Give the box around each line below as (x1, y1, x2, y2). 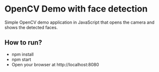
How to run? (4, 39, 42, 47)
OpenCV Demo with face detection (4, 3, 148, 14)
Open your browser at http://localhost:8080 (11, 61, 99, 67)
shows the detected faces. (4, 24, 58, 30)
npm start (11, 57, 31, 62)
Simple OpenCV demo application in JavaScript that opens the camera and (4, 19, 155, 25)
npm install (11, 51, 34, 57)
